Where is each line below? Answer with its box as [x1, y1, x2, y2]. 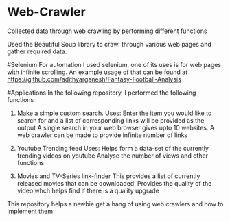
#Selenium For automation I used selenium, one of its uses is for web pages [7, 60, 222, 69]
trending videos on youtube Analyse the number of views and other [16, 151, 208, 160]
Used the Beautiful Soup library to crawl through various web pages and [7, 40, 211, 48]
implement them [7, 207, 54, 215]
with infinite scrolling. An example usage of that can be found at [7, 68, 187, 76]
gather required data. [7, 47, 67, 56]
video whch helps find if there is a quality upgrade [16, 186, 159, 195]
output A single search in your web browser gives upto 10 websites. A [16, 123, 215, 132]
